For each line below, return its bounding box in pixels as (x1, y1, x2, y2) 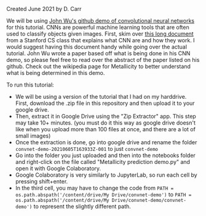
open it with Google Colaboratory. (15, 165, 101, 172)
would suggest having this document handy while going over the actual (6, 43, 188, 50)
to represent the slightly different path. (33, 202, 131, 210)
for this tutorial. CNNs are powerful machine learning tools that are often (6, 24, 189, 31)
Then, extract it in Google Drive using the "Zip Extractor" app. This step (15, 113, 197, 120)
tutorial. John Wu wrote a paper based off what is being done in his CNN (6, 50, 191, 57)
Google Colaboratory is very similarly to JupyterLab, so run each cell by (15, 171, 198, 179)
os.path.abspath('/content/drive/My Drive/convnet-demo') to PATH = (15, 191, 192, 198)
